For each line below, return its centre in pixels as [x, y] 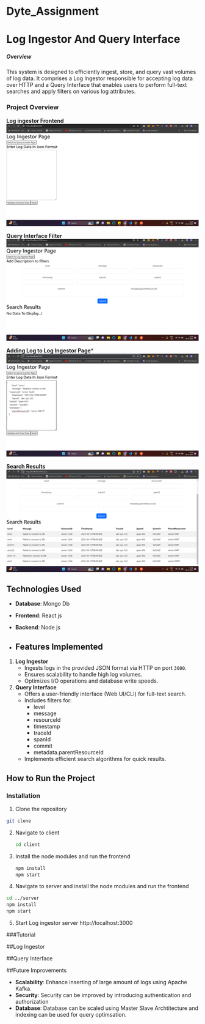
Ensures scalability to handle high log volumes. [83, 675]
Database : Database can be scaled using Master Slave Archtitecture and [107, 1008]
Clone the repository [41, 809]
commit [43, 746]
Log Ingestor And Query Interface [93, 39]
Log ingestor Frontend [35, 121]
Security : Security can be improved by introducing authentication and [103, 995]
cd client [28, 844]
